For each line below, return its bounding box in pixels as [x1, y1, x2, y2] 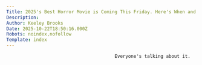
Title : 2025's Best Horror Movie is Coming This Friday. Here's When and [6, 8, 197, 15]
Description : [6, 14, 39, 20]
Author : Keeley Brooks [6, 20, 64, 26]
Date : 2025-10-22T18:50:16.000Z [6, 25, 88, 32]
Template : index [6, 37, 47, 43]
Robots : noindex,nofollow [6, 31, 71, 37]
